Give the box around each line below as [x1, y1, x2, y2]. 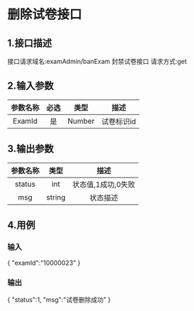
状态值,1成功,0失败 [72, 179, 136, 189]
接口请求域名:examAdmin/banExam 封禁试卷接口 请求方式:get [7, 58, 188, 65]
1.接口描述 [7, 37, 52, 49]
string [46, 192, 66, 202]
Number [67, 116, 95, 126]
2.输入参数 [7, 80, 55, 92]
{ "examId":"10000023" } [7, 258, 81, 267]
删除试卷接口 [7, 6, 83, 23]
